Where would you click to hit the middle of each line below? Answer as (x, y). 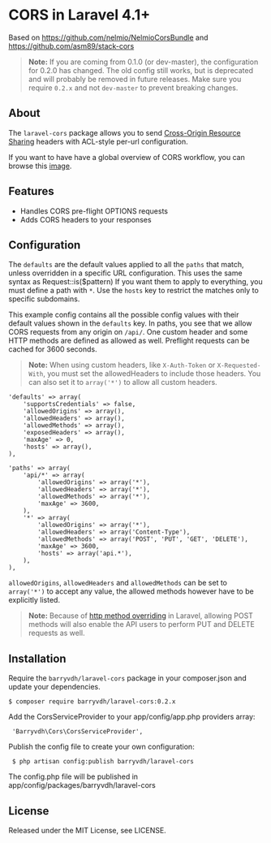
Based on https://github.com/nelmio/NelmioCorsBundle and (108, 37)
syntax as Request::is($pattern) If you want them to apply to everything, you (136, 282)
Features (31, 191)
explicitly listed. (34, 600)
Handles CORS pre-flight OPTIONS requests (94, 211)
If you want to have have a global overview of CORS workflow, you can (127, 157)
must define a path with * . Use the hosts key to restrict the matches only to (134, 291)
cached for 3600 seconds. (53, 349)
